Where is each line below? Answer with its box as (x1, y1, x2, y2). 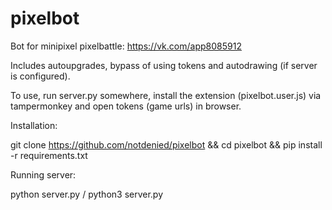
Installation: (10, 119, 58, 131)
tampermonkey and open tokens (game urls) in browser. (10, 100, 242, 112)
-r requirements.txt (10, 149, 88, 161)
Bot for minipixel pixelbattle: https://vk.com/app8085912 (10, 40, 242, 52)
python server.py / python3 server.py (10, 188, 164, 200)
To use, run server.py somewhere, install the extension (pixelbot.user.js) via (10, 89, 322, 101)
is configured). (10, 70, 71, 82)
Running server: (10, 168, 77, 181)
